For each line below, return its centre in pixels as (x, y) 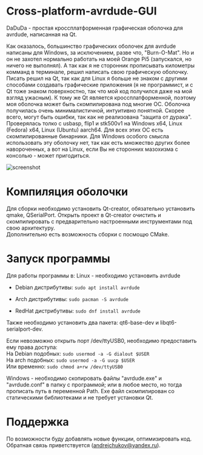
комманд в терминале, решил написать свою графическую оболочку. (98, 71)
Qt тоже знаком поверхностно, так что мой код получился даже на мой (99, 91)
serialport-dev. (25, 329)
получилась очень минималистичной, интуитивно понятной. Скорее (95, 110)
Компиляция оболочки (67, 192)
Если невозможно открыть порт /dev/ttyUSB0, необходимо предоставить (101, 340)
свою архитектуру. (31, 228)
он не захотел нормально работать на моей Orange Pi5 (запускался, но (99, 59)
